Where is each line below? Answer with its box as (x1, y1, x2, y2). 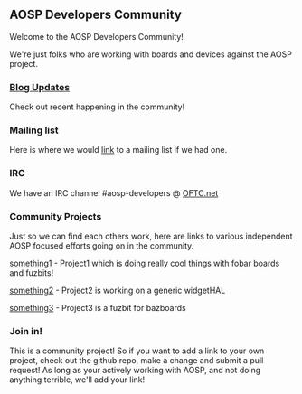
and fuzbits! (9, 267, 54, 278)
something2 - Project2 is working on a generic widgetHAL (9, 285, 226, 295)
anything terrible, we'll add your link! (9, 374, 146, 385)
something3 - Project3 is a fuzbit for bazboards (9, 303, 187, 313)
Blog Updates (9, 80, 71, 93)
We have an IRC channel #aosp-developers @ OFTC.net (9, 187, 219, 198)
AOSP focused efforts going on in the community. (9, 240, 194, 251)
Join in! (9, 324, 43, 337)
